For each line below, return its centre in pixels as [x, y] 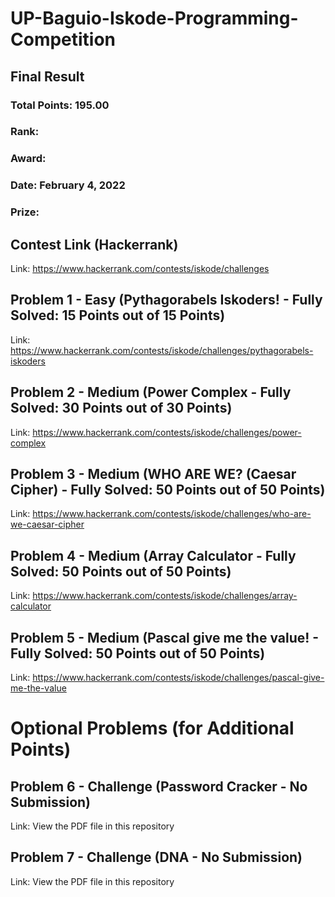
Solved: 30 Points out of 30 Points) [121, 408]
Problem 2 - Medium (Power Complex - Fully [151, 392]
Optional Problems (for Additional [152, 728]
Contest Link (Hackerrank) [94, 244]
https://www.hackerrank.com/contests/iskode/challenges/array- [165, 596]
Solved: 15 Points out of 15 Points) [118, 315]
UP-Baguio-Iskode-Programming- [154, 18]
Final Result [47, 76]
